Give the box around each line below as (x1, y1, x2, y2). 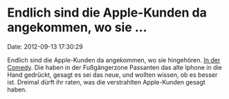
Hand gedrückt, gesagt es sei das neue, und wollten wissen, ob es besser (7, 71, 218, 79)
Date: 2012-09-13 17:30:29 (7, 42, 83, 51)
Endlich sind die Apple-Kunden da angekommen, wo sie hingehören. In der (7, 55, 221, 64)
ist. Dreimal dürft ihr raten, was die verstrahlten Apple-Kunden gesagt (7, 78, 205, 86)
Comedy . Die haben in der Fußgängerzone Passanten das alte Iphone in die (7, 63, 223, 71)
